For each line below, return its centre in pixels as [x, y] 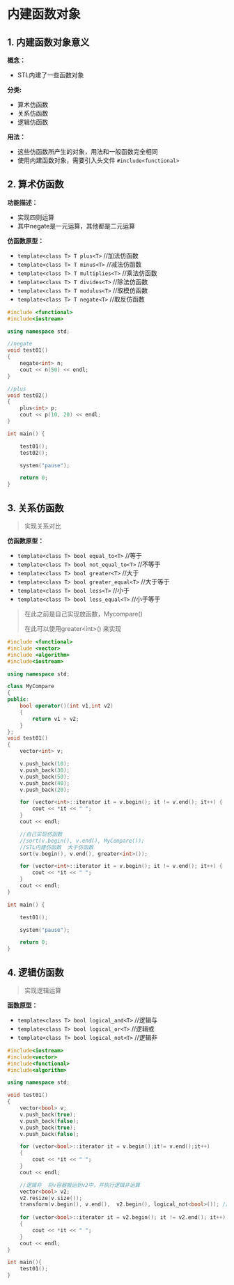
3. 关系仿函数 [36, 508]
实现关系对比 [42, 526]
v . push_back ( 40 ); [45, 783]
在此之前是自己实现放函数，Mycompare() [83, 614]
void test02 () [28, 395]
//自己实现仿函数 [41, 834]
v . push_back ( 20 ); [45, 790]
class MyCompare [31, 687]
